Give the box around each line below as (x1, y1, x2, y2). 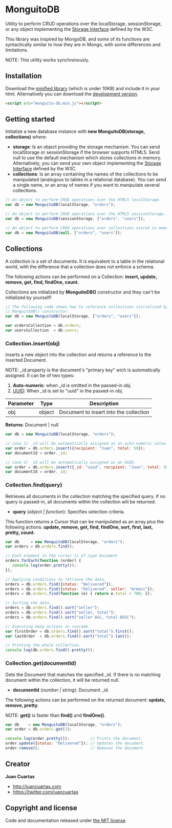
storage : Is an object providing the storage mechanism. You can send (12, 144, 160, 150)
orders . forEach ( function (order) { (5, 558, 81, 563)
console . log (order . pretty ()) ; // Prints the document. (5, 736, 143, 741)
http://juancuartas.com (12, 783, 61, 790)
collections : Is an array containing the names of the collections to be (12, 171, 159, 178)
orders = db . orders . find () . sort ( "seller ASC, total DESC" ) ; (5, 615, 137, 620)
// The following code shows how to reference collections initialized (5, 304, 161, 309)
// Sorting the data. (5, 600, 52, 606)
